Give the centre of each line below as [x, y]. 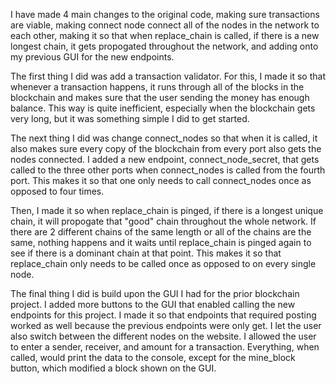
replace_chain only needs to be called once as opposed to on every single [163, 263]
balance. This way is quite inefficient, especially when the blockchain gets [163, 108]
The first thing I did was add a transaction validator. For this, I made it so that [168, 76]
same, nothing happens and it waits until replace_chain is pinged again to [161, 242]
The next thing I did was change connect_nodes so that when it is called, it [164, 138]
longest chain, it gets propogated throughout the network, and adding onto [164, 46]
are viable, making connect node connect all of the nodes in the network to [165, 25]
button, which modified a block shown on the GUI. [113, 368]
